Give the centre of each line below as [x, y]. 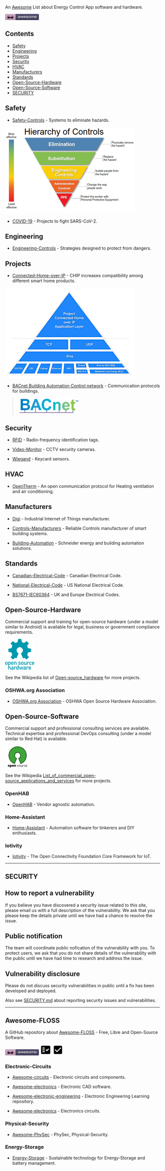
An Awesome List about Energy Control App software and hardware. [74, 7]
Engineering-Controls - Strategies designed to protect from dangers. [82, 248]
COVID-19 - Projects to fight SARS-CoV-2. [55, 221]
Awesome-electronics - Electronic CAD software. [62, 1087]
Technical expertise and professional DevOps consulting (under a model [78, 734]
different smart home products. [44, 281]
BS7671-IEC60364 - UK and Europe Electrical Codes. [66, 595]
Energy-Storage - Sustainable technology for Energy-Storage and [79, 1158]
